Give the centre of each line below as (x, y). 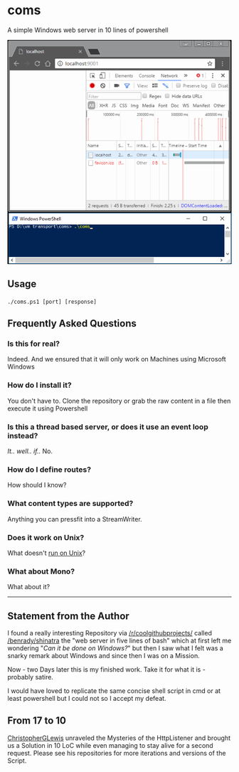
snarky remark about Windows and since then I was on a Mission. (104, 656)
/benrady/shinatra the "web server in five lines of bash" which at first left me (119, 641)
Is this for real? (34, 344)
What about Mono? (41, 571)
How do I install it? (40, 385)
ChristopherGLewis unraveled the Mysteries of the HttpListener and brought (119, 738)
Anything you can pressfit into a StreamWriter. (75, 519)
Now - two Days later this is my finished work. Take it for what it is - (107, 670)
